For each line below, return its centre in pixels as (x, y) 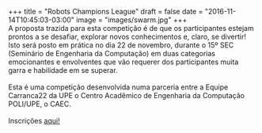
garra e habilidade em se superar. (63, 70)
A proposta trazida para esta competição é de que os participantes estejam (131, 28)
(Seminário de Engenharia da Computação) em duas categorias (112, 53)
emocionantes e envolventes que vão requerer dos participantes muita (123, 62)
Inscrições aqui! (34, 121)
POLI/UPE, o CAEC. (40, 104)
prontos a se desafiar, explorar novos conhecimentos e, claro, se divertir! (127, 36)
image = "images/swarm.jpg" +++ (132, 20)
